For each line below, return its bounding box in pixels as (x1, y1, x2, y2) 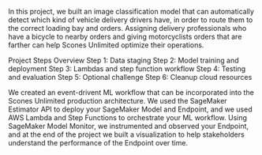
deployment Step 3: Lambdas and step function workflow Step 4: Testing (8, 64, 246, 74)
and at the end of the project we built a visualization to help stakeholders (8, 130, 245, 139)
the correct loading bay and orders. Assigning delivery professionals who (8, 24, 247, 32)
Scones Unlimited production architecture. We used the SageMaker (8, 96, 227, 105)
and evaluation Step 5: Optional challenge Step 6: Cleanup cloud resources (8, 73, 253, 81)
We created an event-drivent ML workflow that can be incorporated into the (8, 88, 254, 97)
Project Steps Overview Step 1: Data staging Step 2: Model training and (8, 55, 239, 65)
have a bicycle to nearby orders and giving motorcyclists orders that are (8, 32, 242, 41)
